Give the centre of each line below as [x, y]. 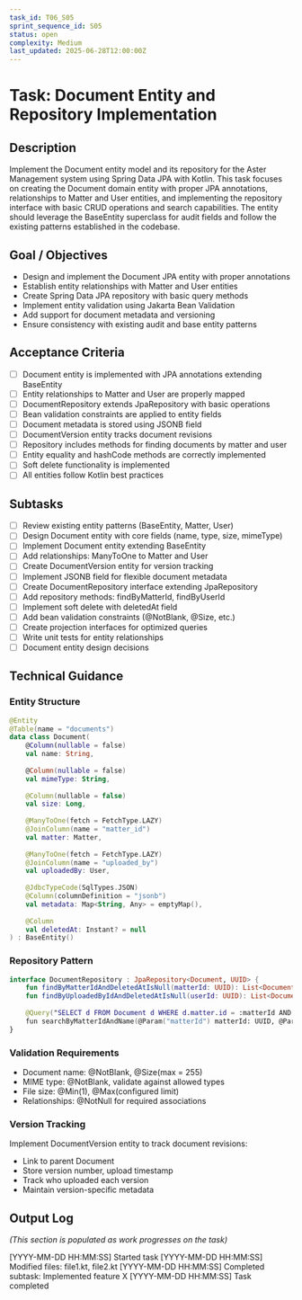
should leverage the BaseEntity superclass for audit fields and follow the [143, 218]
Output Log [41, 1218]
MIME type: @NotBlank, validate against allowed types [123, 1082]
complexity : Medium [46, 43]
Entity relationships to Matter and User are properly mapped [133, 394]
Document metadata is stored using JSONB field [112, 424]
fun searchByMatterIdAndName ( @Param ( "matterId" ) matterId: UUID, [151, 1021]
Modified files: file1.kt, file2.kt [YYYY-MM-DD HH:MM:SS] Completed [137, 1267]
